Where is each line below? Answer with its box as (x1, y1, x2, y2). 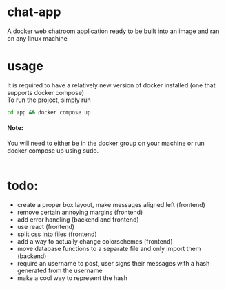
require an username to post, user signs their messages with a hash (17, 259, 210, 267)
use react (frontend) (17, 222, 74, 231)
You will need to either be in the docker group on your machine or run (7, 139, 205, 147)
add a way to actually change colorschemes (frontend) (17, 237, 174, 245)
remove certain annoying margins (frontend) (17, 208, 143, 216)
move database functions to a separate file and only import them (17, 244, 201, 253)
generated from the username (17, 266, 103, 275)
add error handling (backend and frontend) (17, 215, 139, 224)
